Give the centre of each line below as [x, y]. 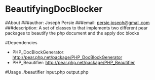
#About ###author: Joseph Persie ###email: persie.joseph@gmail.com [77, 23]
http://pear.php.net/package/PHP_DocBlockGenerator [67, 57]
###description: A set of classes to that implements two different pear [77, 27]
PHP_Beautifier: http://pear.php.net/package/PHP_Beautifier [73, 62]
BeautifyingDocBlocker [54, 9]
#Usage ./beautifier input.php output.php [47, 72]
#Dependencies [21, 42]
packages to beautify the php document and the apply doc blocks [72, 33]
